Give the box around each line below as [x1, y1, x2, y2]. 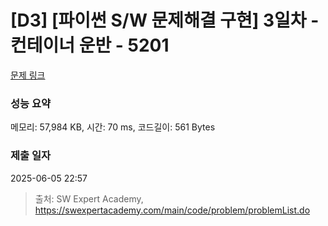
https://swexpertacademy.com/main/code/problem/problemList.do [34, 204, 311, 216]
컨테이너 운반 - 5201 [10, 34, 170, 57]
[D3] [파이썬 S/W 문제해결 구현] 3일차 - [10, 9, 320, 32]
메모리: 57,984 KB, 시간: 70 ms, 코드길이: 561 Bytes [10, 121, 216, 133]
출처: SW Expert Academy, [34, 192, 144, 205]
